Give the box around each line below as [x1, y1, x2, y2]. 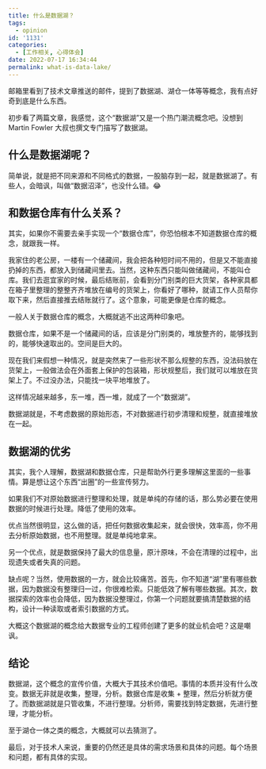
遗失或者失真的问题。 [14, 557, 85, 567]
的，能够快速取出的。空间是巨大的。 [8, 339, 127, 348]
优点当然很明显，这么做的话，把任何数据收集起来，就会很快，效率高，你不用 [8, 521, 258, 530]
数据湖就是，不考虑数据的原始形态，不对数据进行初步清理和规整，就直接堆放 [8, 409, 258, 419]
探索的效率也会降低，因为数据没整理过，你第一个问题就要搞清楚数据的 [14, 594, 244, 604]
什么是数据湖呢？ [8, 148, 92, 162]
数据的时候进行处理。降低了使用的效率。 [8, 504, 140, 513]
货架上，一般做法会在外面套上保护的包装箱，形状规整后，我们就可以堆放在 [8, 366, 251, 375]
